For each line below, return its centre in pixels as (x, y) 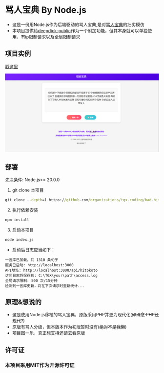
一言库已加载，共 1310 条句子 (32, 260)
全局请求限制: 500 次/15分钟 (31, 280)
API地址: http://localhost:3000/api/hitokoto (51, 270)
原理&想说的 (23, 302)
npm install (17, 220)
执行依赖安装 (25, 210)
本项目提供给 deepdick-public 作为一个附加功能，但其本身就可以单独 (80, 30)
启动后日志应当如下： (33, 250)
